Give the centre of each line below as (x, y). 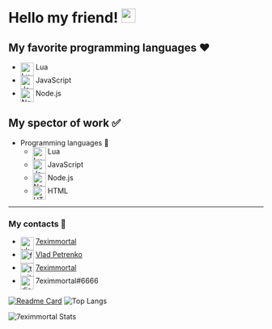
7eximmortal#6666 (67, 281)
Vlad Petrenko (59, 255)
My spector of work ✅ (65, 123)
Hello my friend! (64, 18)
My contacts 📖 (37, 224)
